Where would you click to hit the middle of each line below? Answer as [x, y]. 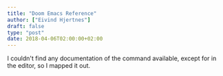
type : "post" [26, 33]
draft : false [26, 26]
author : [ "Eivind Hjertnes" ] [49, 20]
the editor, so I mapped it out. [49, 66]
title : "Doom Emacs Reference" [52, 13]
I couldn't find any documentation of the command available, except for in [112, 58]
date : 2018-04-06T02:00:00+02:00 [55, 39]
